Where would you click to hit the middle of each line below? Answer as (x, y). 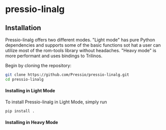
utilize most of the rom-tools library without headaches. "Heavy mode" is (81, 50)
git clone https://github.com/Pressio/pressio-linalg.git (67, 75)
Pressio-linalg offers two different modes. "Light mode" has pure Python (80, 40)
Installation (23, 28)
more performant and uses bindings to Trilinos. (54, 56)
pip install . (20, 111)
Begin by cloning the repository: (38, 66)
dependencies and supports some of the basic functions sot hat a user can (83, 45)
